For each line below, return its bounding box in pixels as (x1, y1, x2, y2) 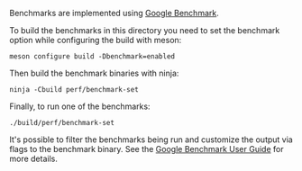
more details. (9, 153, 59, 164)
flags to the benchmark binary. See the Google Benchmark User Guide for (9, 144, 284, 154)
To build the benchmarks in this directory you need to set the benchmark (9, 25, 280, 35)
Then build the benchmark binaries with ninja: (9, 67, 179, 78)
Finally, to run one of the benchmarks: (9, 101, 151, 112)
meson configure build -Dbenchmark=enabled (9, 52, 176, 61)
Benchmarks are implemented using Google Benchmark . (9, 8, 219, 18)
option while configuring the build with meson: (9, 35, 182, 45)
